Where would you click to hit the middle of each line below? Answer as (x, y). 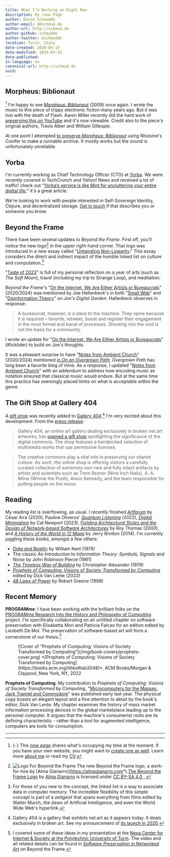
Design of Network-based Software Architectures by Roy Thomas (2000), (82, 528)
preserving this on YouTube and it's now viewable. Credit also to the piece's (84, 121)
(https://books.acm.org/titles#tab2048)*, (61, 668)
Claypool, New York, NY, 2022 (50, 673)
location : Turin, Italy (30, 43)
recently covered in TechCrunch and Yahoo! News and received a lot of (80, 180)
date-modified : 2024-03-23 (34, 52)
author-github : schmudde (31, 33)
